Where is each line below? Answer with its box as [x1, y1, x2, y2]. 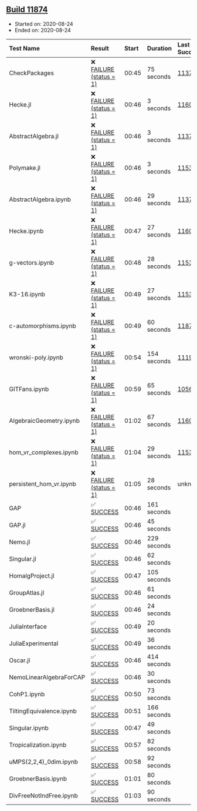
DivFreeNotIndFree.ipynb [9, 791, 78, 799]
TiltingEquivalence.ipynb [9, 707, 77, 715]
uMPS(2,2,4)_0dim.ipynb [9, 757, 78, 766]
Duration [147, 44, 172, 52]
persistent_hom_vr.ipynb [9, 479, 76, 488]
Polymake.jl [9, 163, 41, 172]
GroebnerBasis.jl [9, 605, 55, 613]
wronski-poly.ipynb [9, 353, 63, 361]
